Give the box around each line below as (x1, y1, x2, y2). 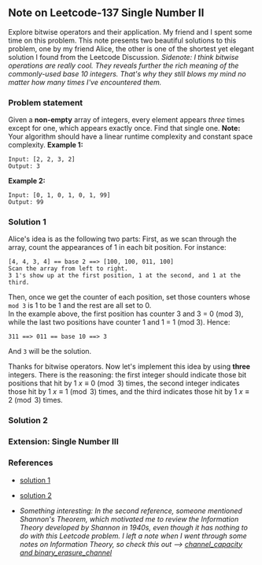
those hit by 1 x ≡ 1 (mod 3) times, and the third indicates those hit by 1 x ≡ (8, 387, 249, 396)
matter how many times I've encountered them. (8, 77, 162, 87)
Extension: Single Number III (8, 437, 120, 448)
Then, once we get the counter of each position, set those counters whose (8, 292, 250, 302)
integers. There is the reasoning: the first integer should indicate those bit (8, 370, 247, 380)
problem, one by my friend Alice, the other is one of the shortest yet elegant (8, 43, 254, 54)
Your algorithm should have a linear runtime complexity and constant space (8, 132, 253, 141)
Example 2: (8, 177, 46, 186)
